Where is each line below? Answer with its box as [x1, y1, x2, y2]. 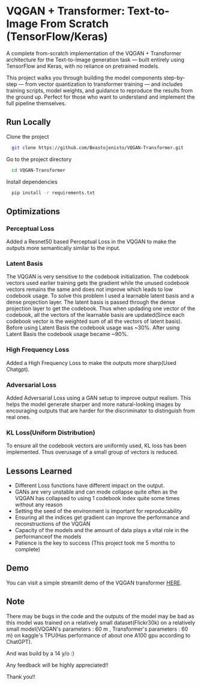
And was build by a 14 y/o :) [6, 649, 75, 657]
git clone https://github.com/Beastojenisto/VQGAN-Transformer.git [11, 144, 184, 151]
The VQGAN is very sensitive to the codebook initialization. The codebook [6, 273, 189, 280]
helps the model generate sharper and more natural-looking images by [6, 400, 181, 408]
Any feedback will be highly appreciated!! [6, 661, 109, 669]
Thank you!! [6, 673, 36, 680]
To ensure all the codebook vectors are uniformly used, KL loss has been [6, 442, 187, 449]
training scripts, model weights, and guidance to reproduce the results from [6, 87, 193, 94]
